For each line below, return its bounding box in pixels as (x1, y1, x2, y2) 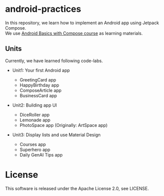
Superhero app (19, 147, 50, 153)
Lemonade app (19, 117, 51, 123)
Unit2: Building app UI (12, 102, 57, 108)
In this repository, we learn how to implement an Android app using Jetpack (5, 20, 159, 26)
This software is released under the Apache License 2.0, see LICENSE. (5, 185, 149, 191)
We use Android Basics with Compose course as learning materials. (5, 30, 143, 36)
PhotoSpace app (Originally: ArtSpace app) (19, 122, 108, 128)
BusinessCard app (19, 92, 57, 98)
